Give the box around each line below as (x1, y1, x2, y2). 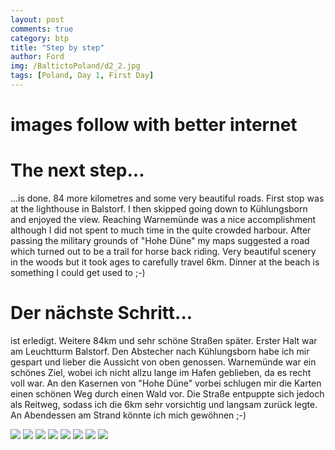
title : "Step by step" (10, 42, 105, 53)
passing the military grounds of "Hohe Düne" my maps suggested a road (10, 235, 310, 246)
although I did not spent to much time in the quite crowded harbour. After (10, 224, 312, 236)
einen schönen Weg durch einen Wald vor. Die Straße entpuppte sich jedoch (10, 387, 325, 400)
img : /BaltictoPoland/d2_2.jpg (10, 61, 141, 71)
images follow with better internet (10, 114, 298, 136)
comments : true (10, 24, 74, 34)
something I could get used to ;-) (10, 267, 146, 278)
